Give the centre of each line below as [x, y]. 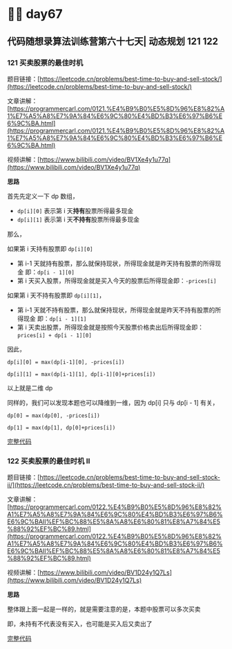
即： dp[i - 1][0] [50, 272]
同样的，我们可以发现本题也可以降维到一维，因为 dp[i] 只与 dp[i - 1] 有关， [113, 402]
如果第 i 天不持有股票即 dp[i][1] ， [56, 295]
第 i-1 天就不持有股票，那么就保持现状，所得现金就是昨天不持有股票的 [116, 310]
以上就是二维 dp [30, 388]
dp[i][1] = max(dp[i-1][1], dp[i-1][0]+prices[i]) [81, 374]
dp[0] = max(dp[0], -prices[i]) [54, 416]
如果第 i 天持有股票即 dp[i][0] [50, 248]
